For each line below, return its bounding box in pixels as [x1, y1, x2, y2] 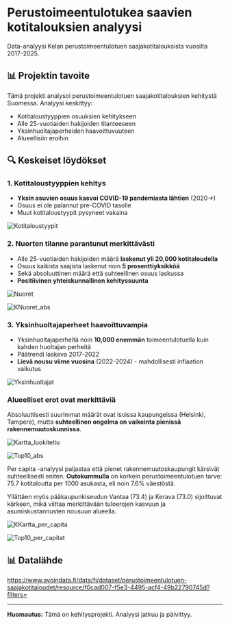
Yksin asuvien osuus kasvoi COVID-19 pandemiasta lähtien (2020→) [16, 194, 216, 203]
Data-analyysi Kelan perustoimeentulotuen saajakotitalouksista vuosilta [7, 42, 208, 50]
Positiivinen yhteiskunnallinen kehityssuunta [16, 276, 149, 285]
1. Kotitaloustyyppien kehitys [7, 179, 106, 188]
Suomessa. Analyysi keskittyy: [7, 99, 93, 107]
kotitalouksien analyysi [7, 19, 142, 35]
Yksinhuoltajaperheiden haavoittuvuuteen [16, 127, 135, 135]
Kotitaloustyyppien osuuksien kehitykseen [16, 112, 137, 120]
